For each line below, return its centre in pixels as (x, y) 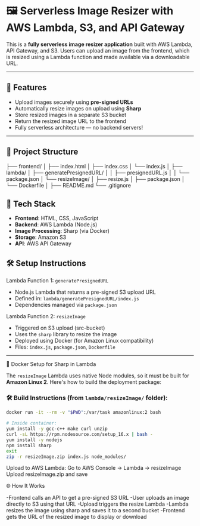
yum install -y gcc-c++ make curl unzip (57, 429)
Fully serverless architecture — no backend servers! (79, 127)
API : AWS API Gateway (43, 244)
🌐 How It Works (26, 486)
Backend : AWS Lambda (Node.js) (56, 224)
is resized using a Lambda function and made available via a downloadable (98, 57)
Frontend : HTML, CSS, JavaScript (57, 219)
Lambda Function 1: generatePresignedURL (57, 281)
